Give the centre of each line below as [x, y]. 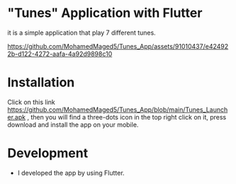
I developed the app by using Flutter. [71, 173]
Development [48, 153]
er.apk [17, 117]
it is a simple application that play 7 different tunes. [82, 33]
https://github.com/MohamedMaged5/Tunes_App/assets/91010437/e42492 [118, 46]
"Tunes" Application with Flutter [105, 13]
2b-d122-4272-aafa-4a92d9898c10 [60, 54]
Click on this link [31, 102]
